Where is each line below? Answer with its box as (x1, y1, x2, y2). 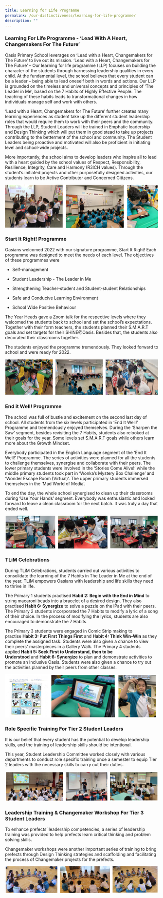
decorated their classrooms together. (5, 334, 79, 340)
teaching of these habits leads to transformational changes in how (5, 93, 138, 100)
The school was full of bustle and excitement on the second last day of (5, 414, 147, 420)
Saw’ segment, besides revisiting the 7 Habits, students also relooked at (5, 429, 149, 435)
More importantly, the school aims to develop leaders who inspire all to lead (5, 154, 157, 160)
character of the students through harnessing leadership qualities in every (5, 67, 154, 73)
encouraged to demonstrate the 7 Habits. (5, 618, 88, 624)
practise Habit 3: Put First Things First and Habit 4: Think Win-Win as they (5, 633, 157, 639)
